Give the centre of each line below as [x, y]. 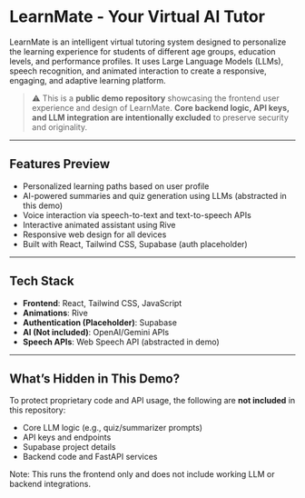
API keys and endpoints [67, 437]
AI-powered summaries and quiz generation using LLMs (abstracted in [155, 195]
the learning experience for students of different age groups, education [143, 51]
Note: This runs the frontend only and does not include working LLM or [142, 474]
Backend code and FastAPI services [90, 457]
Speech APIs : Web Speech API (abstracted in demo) [121, 342]
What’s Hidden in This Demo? [94, 378]
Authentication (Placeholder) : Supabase [99, 322]
